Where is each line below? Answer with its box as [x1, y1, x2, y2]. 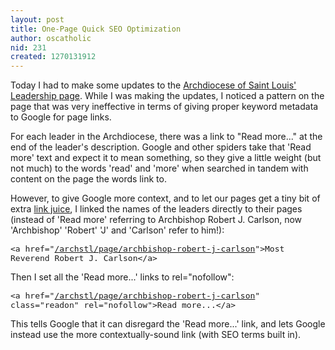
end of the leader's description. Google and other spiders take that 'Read [10, 141, 312, 153]
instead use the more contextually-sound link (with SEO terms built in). [10, 329, 302, 341]
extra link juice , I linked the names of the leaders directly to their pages [10, 203, 303, 215]
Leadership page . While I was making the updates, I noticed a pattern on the [10, 90, 325, 102]
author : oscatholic [10, 33, 92, 43]
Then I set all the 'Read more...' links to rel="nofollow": [10, 271, 235, 283]
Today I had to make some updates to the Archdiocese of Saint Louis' [10, 79, 297, 91]
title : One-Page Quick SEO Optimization [10, 24, 182, 34]
